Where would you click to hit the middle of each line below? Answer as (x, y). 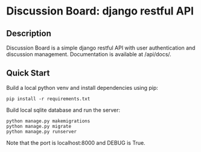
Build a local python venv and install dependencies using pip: (82, 87)
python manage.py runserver (42, 131)
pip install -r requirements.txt (48, 99)
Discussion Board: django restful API (100, 11)
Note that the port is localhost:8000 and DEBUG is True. (76, 142)
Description (29, 33)
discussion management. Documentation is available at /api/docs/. (89, 54)
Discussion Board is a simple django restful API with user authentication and (101, 48)
